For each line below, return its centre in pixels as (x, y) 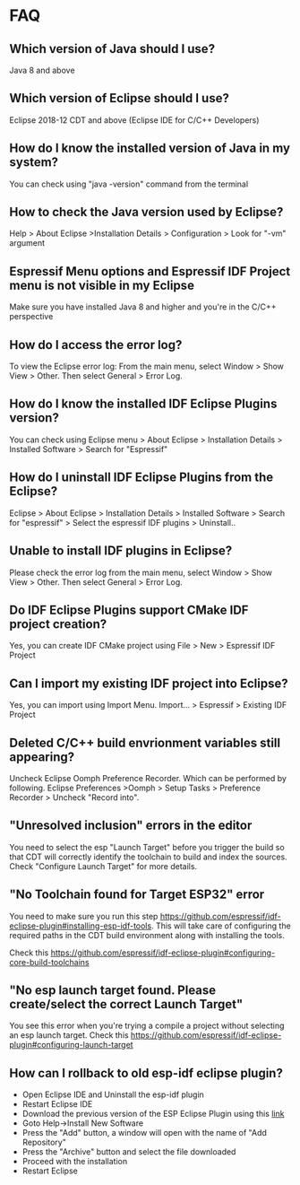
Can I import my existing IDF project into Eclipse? (149, 683)
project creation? (58, 624)
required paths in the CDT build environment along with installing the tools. (147, 935)
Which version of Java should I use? (112, 49)
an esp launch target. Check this (69, 1035)
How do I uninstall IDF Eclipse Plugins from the (141, 478)
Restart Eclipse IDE (57, 1104)
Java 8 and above (42, 70)
